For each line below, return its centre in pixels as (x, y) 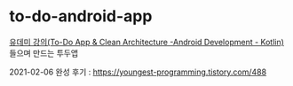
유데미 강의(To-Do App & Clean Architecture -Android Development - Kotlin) (146, 42)
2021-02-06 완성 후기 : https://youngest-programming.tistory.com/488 (138, 72)
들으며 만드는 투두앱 (44, 53)
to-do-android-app (81, 16)
